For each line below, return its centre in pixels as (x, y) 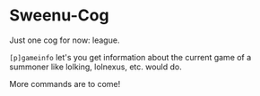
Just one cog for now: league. (65, 40)
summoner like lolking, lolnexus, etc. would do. (95, 67)
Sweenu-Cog (59, 16)
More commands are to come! (65, 84)
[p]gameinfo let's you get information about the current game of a (130, 57)
